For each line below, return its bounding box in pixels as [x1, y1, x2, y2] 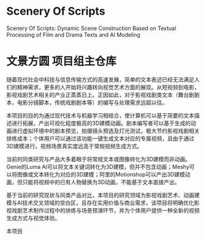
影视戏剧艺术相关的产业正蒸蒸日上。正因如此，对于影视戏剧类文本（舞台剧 [6, 91, 194, 99]
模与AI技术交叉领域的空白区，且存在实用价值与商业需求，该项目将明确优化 [6, 199, 194, 206]
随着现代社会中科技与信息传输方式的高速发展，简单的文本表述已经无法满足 [6, 75, 194, 83]
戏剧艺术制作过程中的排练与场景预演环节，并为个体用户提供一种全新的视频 [11, 206, 200, 214]
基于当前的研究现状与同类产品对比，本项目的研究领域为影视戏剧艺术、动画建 [6, 191, 200, 198]
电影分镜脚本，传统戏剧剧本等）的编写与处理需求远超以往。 [17, 99, 167, 106]
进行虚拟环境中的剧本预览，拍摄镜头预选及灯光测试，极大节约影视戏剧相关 [11, 127, 200, 134]
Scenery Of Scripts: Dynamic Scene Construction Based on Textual [6, 24, 177, 32]
